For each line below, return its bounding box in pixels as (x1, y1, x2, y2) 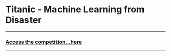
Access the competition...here (5, 38, 82, 45)
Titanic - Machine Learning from (5, 4, 145, 15)
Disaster (5, 14, 42, 26)
